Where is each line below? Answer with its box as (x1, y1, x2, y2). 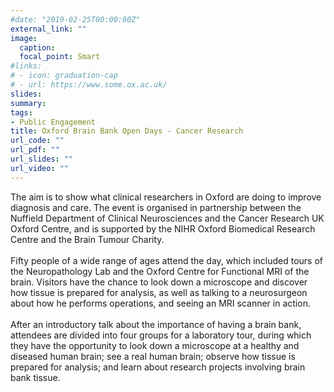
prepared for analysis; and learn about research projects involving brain (10, 361, 306, 373)
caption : (19, 42, 56, 53)
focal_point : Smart (19, 52, 101, 62)
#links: (10, 61, 43, 71)
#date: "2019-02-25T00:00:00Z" (10, 14, 141, 25)
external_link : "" (10, 24, 87, 34)
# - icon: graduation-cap (10, 71, 118, 81)
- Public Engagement (10, 117, 97, 127)
